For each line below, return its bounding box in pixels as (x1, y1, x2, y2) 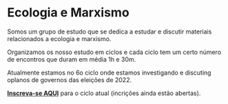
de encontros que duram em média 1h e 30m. (7, 55, 136, 63)
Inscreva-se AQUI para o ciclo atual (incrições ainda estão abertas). (7, 89, 201, 97)
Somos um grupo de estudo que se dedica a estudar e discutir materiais (7, 27, 212, 36)
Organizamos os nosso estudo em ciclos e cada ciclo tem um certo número (7, 48, 222, 56)
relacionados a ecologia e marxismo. (7, 34, 112, 42)
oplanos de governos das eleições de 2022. (7, 75, 132, 83)
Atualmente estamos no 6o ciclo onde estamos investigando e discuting (7, 68, 211, 77)
